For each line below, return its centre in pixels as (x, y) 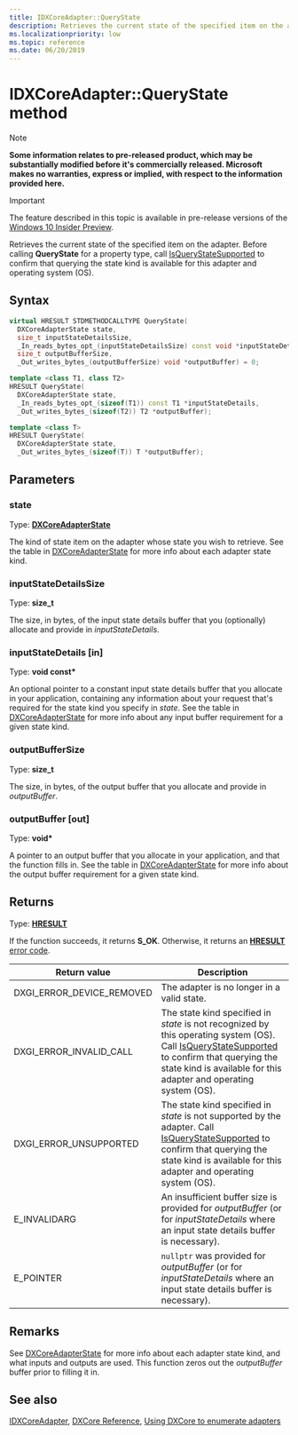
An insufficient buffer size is (219, 1197)
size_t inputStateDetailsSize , (75, 337)
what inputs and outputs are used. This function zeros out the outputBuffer (146, 1362)
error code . (30, 950)
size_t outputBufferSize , (65, 354)
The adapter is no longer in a (221, 987)
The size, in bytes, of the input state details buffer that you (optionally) (137, 620)
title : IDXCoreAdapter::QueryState (75, 17)
